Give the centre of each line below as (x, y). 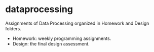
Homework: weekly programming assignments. (62, 38)
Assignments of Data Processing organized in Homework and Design (77, 23)
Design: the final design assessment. (51, 43)
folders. (13, 28)
